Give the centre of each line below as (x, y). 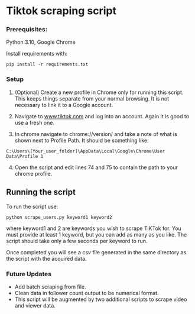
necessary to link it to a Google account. (64, 105)
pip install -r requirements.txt (47, 64)
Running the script (41, 192)
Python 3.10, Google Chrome (41, 42)
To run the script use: (32, 206)
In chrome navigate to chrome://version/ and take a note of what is (96, 134)
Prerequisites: (27, 30)
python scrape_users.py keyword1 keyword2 (59, 217)
